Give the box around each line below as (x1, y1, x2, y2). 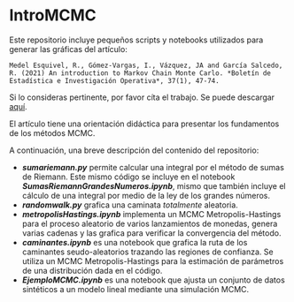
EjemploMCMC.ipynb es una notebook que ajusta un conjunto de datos (21, 275, 285, 285)
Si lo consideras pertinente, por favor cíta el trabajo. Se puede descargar (9, 92, 275, 102)
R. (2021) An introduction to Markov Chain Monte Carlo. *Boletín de (9, 68, 272, 78)
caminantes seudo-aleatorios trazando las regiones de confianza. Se (21, 246, 274, 257)
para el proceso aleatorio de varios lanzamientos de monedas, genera (21, 218, 278, 229)
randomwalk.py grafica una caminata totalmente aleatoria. (21, 200, 239, 210)
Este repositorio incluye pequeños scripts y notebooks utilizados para (9, 34, 264, 45)
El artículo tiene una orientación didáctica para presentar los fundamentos (9, 118, 280, 129)
